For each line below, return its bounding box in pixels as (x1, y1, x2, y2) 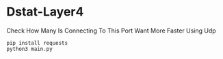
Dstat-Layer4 (6, 4, 84, 20)
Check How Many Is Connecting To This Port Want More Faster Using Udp (6, 26, 216, 35)
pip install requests (6, 39, 68, 46)
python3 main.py (6, 45, 53, 52)
